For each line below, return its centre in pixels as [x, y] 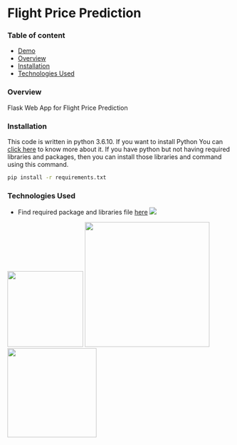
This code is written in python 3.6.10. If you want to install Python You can [115, 142]
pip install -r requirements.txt [57, 178]
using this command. [38, 165]
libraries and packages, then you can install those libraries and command [115, 157]
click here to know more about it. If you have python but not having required [118, 149]
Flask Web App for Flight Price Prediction [68, 108]
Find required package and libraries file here [83, 213]
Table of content [36, 36]
